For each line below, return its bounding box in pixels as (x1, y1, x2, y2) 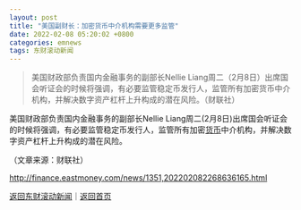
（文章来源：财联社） (9, 155, 88, 165)
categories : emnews (9, 38, 82, 47)
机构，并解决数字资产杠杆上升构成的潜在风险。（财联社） (30, 95, 240, 105)
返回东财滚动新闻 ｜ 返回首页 (9, 191, 112, 202)
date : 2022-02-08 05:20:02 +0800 (9, 29, 134, 38)
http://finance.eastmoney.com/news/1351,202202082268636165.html (9, 172, 268, 183)
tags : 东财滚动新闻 (9, 46, 74, 55)
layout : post (9, 13, 58, 22)
